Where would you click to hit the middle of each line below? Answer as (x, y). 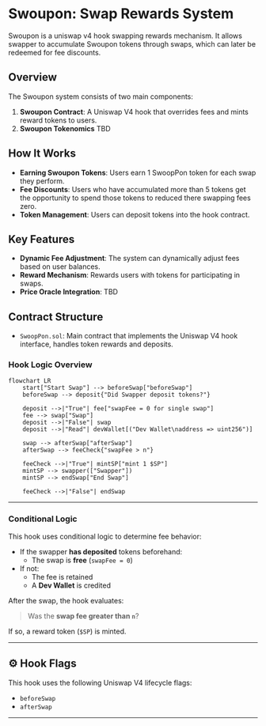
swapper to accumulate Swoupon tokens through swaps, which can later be (132, 43)
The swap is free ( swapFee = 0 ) (82, 560)
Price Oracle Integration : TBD (69, 292)
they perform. (42, 181)
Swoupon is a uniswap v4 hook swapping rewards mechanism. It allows (125, 36)
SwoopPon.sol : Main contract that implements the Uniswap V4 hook (129, 336)
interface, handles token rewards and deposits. (97, 344)
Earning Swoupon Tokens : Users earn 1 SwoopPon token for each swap (138, 172)
